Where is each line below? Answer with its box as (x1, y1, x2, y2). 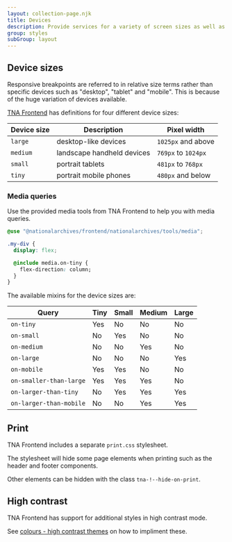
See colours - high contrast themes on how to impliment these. (7, 527, 188, 535)
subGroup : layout (7, 36, 58, 43)
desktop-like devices (56, 136, 126, 146)
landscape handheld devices (56, 147, 151, 157)
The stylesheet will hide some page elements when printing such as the (7, 454, 213, 463)
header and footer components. (7, 461, 99, 470)
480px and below (156, 170, 211, 180)
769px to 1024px (156, 147, 207, 157)
